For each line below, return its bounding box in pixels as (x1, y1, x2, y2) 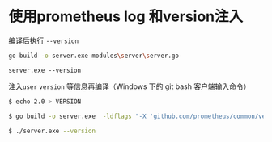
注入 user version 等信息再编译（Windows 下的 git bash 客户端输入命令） (8, 81, 251, 91)
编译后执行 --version (8, 35, 79, 45)
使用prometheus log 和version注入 (8, 7, 244, 26)
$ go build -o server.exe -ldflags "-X (8, 112, 147, 120)
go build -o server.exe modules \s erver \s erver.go (8, 52, 180, 60)
